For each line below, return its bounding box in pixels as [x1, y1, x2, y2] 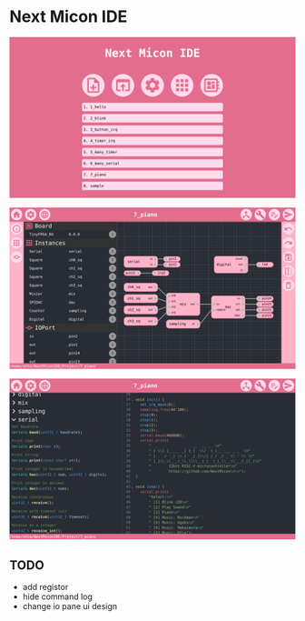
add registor [22, 582, 69, 593]
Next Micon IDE [9, 6, 128, 27]
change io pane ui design [22, 601, 118, 612]
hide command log [22, 591, 93, 602]
